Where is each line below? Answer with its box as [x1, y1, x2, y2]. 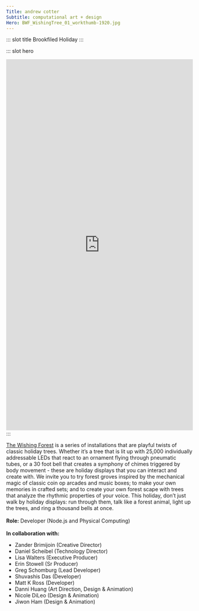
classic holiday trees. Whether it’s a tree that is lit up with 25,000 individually [6, 448, 192, 455]
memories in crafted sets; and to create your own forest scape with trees [6, 486, 184, 493]
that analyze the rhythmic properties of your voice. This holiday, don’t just [6, 492, 187, 499]
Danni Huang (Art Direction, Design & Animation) [14, 585, 134, 593]
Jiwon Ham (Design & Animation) [14, 598, 96, 606]
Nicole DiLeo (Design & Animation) [14, 592, 99, 599]
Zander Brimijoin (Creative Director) [14, 542, 102, 549]
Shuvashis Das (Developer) [14, 573, 82, 580]
